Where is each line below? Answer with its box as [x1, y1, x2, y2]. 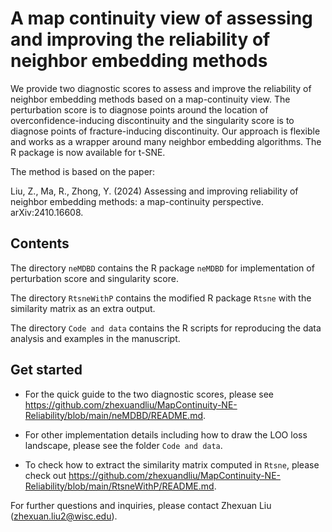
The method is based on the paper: [10, 165, 156, 177]
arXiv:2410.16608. [10, 206, 84, 218]
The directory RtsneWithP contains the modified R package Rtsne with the [10, 292, 312, 304]
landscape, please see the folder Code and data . [24, 439, 223, 451]
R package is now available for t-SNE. [10, 146, 166, 158]
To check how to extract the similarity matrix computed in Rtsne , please [24, 458, 320, 471]
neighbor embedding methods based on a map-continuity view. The [10, 93, 291, 105]
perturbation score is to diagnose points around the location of [10, 103, 269, 116]
